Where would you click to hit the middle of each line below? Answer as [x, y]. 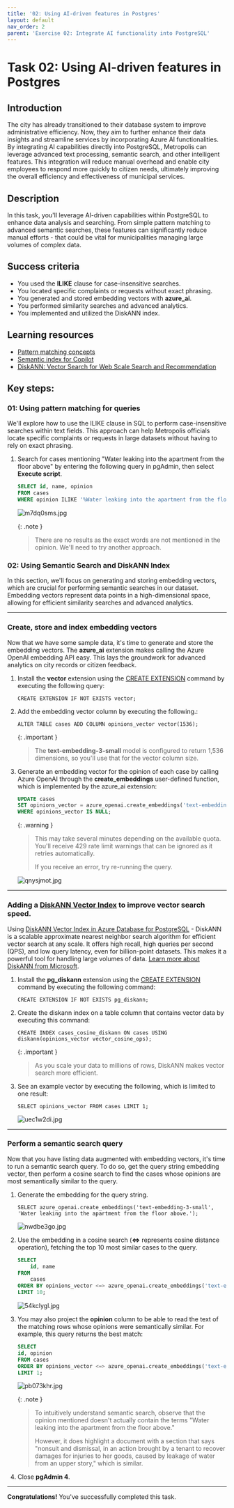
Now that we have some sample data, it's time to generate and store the [110, 642]
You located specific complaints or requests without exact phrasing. [115, 290]
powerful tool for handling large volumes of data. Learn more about [103, 958]
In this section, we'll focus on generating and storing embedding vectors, [112, 581]
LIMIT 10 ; [32, 1293]
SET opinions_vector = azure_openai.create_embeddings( [100, 805]
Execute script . [40, 474]
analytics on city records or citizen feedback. [72, 664]
